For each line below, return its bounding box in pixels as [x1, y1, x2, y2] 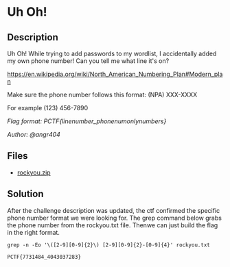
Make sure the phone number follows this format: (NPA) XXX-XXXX [7, 90, 198, 99]
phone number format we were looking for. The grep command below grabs [7, 214, 222, 222]
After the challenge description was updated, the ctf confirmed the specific [7, 206, 220, 214]
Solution [7, 188, 44, 200]
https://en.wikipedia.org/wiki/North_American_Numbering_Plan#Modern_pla [7, 70, 223, 78]
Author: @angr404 [7, 131, 60, 138]
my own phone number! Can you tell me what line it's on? [7, 57, 170, 65]
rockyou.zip [16, 168, 51, 177]
